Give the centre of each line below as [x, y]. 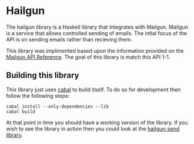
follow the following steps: [38, 95]
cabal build [21, 112]
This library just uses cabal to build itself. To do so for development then [93, 90]
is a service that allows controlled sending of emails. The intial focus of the [96, 33]
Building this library [43, 75]
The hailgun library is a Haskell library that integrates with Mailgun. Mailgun [97, 27]
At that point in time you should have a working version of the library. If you [97, 122]
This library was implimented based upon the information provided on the [95, 50]
